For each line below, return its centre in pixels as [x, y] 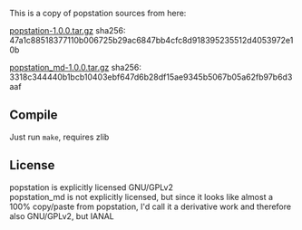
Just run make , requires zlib [59, 137]
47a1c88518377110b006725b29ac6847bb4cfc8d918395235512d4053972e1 [151, 40]
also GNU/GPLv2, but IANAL [62, 216]
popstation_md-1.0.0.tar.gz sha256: [76, 67]
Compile [34, 115]
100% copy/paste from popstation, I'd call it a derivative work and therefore [151, 206]
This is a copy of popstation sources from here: [98, 13]
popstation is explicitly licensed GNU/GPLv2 [92, 187]
